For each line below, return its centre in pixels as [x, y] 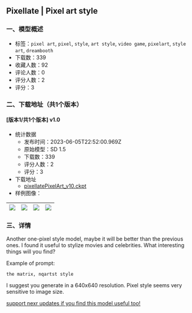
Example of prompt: [31, 263]
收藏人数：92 [31, 65]
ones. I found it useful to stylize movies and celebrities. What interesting [95, 245]
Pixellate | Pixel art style [52, 11]
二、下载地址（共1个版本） [44, 104]
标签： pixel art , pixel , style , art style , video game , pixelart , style [100, 43]
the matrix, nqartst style [40, 274]
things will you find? [31, 252]
